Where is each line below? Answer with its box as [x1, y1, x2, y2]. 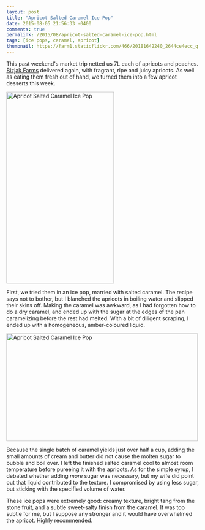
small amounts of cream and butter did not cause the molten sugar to [6, 452, 181, 460]
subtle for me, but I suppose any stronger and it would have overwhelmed [6, 510, 193, 517]
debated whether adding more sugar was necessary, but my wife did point [6, 472, 195, 479]
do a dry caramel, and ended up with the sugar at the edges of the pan [6, 308, 185, 315]
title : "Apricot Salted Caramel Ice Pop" [6, 15, 114, 21]
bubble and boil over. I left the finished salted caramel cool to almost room [6, 459, 193, 466]
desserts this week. [6, 79, 56, 86]
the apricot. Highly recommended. [6, 517, 93, 524]
